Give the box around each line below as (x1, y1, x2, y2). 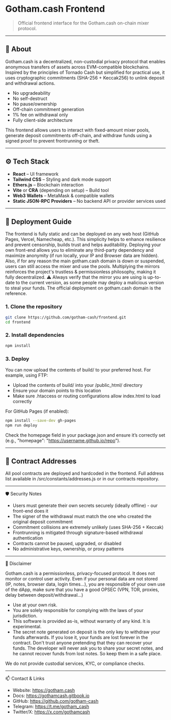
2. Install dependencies (5, 332, 65, 339)
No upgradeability (12, 90, 51, 96)
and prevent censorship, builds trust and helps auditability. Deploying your (5, 242, 161, 248)
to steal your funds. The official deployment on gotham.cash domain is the (5, 285, 161, 291)
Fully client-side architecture (12, 117, 73, 123)
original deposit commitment (12, 519, 73, 525)
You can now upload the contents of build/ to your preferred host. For (5, 366, 151, 372)
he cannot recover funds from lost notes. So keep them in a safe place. (12, 651, 162, 657)
